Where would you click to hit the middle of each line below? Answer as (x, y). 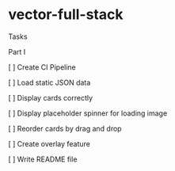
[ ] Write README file (43, 159)
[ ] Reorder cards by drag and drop (65, 128)
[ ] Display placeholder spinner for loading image (88, 113)
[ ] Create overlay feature (49, 143)
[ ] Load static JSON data (49, 82)
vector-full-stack (66, 15)
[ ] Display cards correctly (51, 97)
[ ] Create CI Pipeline (42, 67)
